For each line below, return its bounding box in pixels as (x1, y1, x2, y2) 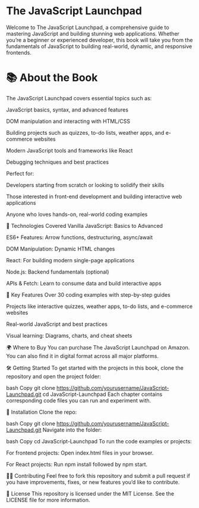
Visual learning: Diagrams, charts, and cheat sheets (6, 332, 132, 339)
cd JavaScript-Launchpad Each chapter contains (42, 390, 163, 398)
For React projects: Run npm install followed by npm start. (6, 461, 148, 468)
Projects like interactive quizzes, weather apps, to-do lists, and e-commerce (6, 303, 193, 310)
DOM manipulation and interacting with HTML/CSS (6, 118, 131, 125)
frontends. (6, 49, 31, 56)
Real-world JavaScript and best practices (6, 320, 108, 328)
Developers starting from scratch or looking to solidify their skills (6, 181, 165, 188)
